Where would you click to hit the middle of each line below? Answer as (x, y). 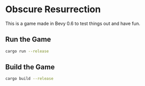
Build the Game (30, 67)
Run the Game (28, 39)
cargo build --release (29, 79)
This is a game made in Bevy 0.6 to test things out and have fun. (73, 23)
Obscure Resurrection (53, 9)
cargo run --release (27, 51)
